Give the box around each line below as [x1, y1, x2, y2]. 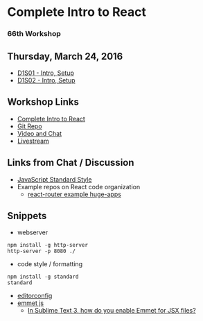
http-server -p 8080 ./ [7, 248, 76, 255]
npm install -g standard [7, 273, 79, 281]
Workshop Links [7, 96, 80, 108]
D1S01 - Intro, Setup [17, 69, 75, 77]
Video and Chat [17, 129, 62, 137]
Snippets [7, 209, 47, 222]
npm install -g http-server [7, 242, 89, 249]
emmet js [17, 299, 44, 307]
